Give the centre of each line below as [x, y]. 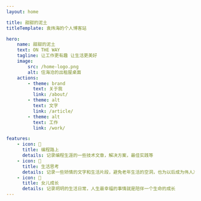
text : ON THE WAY [39, 50]
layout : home [22, 12]
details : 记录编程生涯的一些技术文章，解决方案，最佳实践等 [88, 156]
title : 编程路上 [40, 150]
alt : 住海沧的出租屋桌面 [55, 72]
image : [25, 61]
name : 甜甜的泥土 [36, 45]
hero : [13, 39]
